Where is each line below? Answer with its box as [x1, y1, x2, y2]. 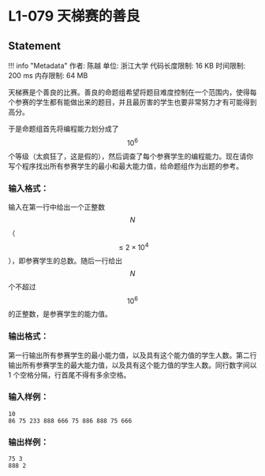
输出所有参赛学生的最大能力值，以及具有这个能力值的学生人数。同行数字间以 [8, 360, 257, 370]
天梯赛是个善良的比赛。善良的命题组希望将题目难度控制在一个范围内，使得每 [8, 87, 257, 97]
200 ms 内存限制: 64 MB [8, 71, 88, 80]
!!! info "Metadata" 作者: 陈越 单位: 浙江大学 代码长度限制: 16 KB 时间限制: [8, 61, 246, 70]
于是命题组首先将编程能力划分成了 [8, 124, 119, 133]
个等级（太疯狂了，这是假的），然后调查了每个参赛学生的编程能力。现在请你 [8, 151, 254, 161]
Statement [8, 39, 62, 52]
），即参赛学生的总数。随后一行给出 [8, 255, 122, 265]
